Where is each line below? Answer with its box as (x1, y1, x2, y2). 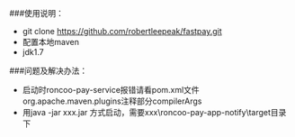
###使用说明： (9, 8, 65, 18)
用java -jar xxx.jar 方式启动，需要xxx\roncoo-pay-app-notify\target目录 (22, 107, 287, 117)
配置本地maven (22, 37, 79, 47)
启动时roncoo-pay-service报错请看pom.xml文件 (22, 85, 200, 95)
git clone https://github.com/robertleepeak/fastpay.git (22, 26, 222, 36)
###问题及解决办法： (9, 66, 88, 76)
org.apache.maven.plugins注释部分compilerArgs (22, 96, 202, 106)
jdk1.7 (22, 47, 44, 57)
